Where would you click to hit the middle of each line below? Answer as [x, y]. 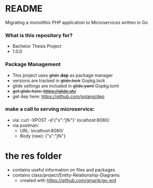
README [24, 9]
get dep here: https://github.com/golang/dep [58, 96]
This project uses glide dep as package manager [63, 75]
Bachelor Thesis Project [37, 46]
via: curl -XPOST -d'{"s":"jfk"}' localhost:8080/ [61, 120]
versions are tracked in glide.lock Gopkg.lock [59, 81]
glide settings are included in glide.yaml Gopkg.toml [66, 86]
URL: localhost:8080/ [42, 130]
